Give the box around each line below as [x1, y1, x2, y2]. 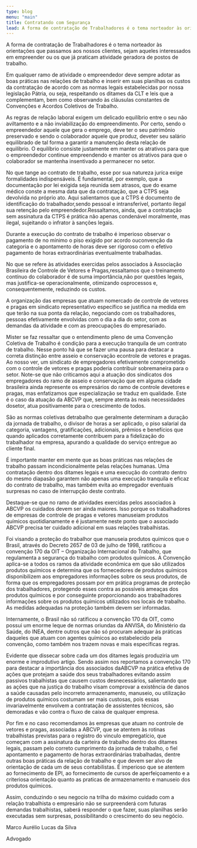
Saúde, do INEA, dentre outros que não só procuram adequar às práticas [6, 628, 182, 636]
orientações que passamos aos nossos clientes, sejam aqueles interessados [6, 48, 191, 55]
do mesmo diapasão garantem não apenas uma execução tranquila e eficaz [6, 475, 189, 483]
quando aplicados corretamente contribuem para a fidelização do [6, 433, 165, 440]
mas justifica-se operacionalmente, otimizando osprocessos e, [6, 280, 158, 287]
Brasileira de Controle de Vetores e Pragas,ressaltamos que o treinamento [6, 267, 185, 274]
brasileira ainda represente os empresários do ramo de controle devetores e [6, 384, 190, 391]
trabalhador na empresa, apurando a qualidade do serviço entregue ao [6, 439, 177, 446]
